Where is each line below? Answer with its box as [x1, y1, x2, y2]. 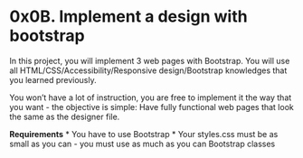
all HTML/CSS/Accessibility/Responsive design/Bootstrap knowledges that [9, 65, 288, 76]
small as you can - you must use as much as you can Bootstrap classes [9, 138, 276, 149]
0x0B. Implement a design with [9, 6, 248, 27]
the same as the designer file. [9, 111, 120, 122]
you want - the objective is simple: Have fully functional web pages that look [9, 101, 294, 112]
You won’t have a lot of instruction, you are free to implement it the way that [9, 92, 292, 103]
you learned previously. [9, 74, 97, 85]
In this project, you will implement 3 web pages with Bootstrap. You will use [9, 55, 290, 66]
